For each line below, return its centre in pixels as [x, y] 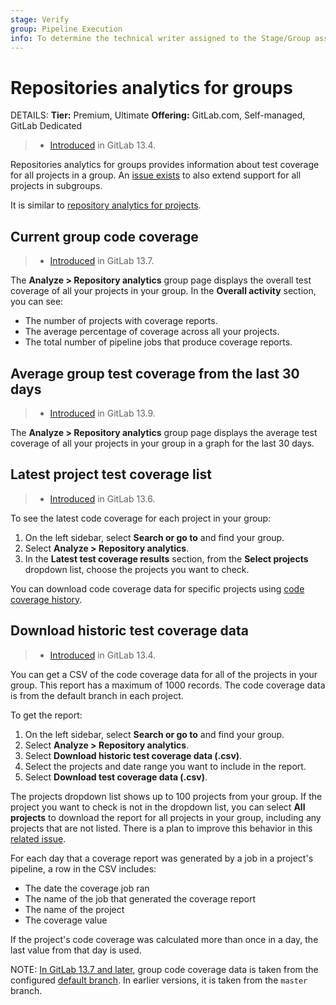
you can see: [37, 302]
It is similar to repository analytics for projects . [106, 205]
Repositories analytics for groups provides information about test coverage [165, 165]
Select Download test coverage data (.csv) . [116, 777]
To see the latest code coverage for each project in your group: [141, 518]
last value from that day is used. [76, 950]
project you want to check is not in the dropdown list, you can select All [158, 807]
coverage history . [46, 599]
